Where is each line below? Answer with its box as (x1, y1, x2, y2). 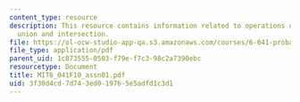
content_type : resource (9, 12, 98, 22)
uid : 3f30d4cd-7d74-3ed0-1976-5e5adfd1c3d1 (9, 79, 174, 88)
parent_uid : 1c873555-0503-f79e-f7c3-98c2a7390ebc (9, 54, 202, 63)
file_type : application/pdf (9, 46, 114, 55)
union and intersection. (17, 29, 110, 38)
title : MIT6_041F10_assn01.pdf (9, 71, 126, 80)
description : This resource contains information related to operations (9, 21, 286, 30)
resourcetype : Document (9, 63, 98, 72)
